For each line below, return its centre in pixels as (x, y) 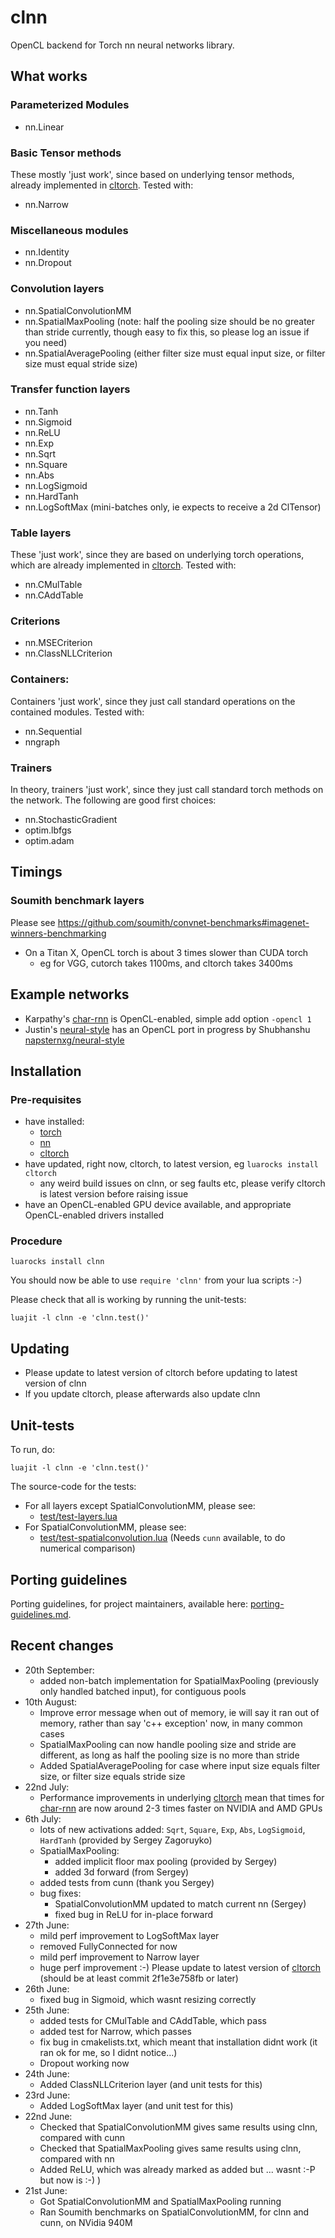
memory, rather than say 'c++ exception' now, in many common (171, 1723)
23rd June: (47, 2095)
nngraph (42, 742)
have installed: (54, 1122)
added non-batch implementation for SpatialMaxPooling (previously (179, 1680)
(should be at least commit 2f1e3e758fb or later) (139, 1978)
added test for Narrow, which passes (115, 2031)
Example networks (70, 994)
